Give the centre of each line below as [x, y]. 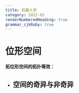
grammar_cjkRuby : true [29, 24]
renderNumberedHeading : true [36, 20]
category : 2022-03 [25, 15]
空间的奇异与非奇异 [43, 85]
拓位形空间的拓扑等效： [30, 67]
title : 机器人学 [21, 10]
